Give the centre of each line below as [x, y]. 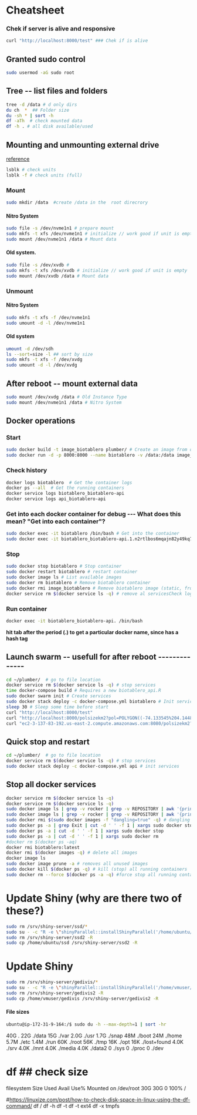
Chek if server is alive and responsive [61, 29]
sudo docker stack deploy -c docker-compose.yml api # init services [93, 766]
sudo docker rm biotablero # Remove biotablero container [78, 583]
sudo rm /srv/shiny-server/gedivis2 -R [55, 993]
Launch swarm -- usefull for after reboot [81, 657]
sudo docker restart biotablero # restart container [72, 572]
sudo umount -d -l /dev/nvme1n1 [45, 323]
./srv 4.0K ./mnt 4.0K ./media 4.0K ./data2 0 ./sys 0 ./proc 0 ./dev [85, 1048]
